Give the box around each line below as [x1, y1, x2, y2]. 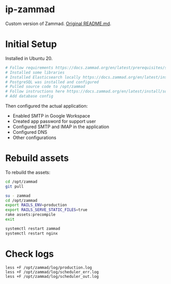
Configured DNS [12, 129, 47, 135]
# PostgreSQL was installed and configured [5, 79, 99, 85]
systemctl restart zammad [5, 226, 60, 231]
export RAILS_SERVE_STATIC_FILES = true [5, 207, 88, 212]
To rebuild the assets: [5, 169, 51, 175]
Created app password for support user [12, 119, 96, 124]
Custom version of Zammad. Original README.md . [5, 20, 111, 27]
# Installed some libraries [5, 70, 65, 75]
